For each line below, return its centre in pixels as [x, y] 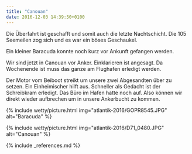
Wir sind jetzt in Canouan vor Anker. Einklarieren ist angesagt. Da [84, 63]
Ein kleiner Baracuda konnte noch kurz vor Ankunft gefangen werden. [90, 51]
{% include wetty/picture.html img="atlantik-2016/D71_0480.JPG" [85, 128]
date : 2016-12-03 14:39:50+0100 [45, 17]
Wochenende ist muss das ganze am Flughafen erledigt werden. [84, 69]
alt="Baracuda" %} [29, 116]
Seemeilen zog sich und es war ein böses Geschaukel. [72, 40]
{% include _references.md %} [43, 145]
